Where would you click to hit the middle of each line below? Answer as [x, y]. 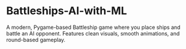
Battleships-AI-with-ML [67, 11]
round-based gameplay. [36, 40]
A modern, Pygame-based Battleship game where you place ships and [94, 27]
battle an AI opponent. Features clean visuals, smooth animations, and [93, 33]
